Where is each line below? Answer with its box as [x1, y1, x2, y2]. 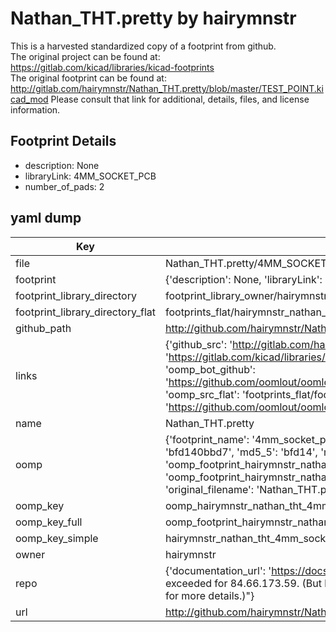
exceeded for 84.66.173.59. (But [164, 576, 322, 590]
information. [10, 103, 61, 116]
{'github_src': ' [164, 337, 233, 351]
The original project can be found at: [10, 50, 161, 62]
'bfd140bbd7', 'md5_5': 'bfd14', [164, 445, 318, 459]
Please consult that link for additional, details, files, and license [50, 93, 310, 105]
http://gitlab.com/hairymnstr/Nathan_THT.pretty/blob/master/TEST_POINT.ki [10, 82, 324, 94]
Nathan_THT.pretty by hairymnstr [10, 7, 297, 30]
